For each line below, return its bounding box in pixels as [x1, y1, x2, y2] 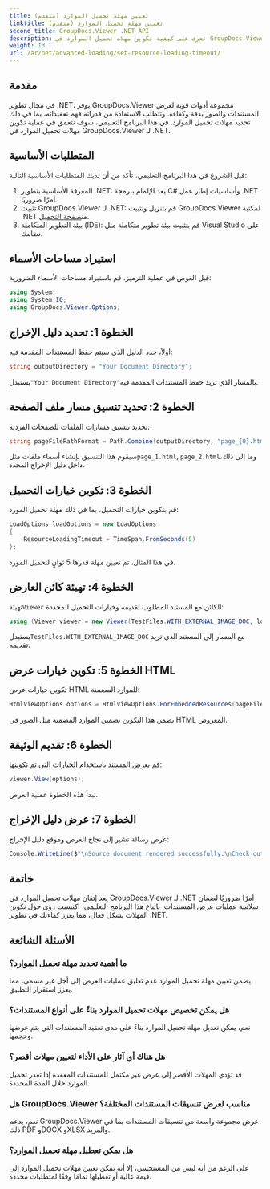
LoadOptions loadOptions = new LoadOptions [9, 520, 157, 528]
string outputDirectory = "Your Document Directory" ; [9, 362, 193, 370]
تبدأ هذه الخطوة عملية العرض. [9, 789, 99, 799]
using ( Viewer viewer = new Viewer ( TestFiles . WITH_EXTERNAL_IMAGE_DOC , [9, 617, 253, 625]
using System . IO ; [9, 296, 67, 304]
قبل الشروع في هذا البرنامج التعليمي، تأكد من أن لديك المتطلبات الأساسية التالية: [9, 170, 248, 180]
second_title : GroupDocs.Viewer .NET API [9, 26, 150, 35]
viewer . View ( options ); [9, 775, 85, 783]
